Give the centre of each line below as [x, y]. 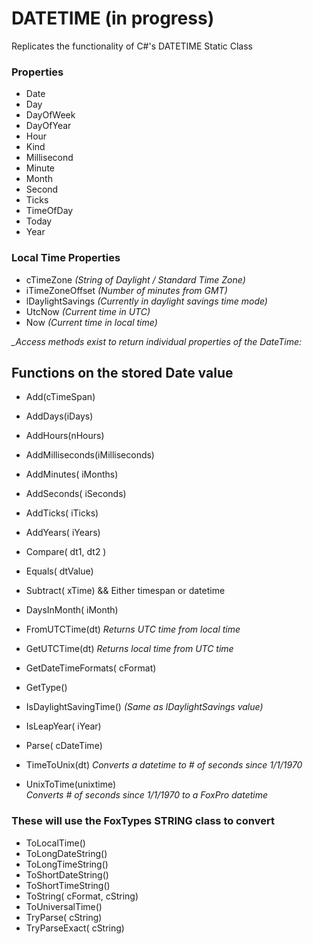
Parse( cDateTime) [64, 746]
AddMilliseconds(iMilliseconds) [90, 455]
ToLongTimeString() [67, 864]
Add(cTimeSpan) [60, 397]
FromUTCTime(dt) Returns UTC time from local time [133, 629]
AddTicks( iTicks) [62, 513]
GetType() [46, 688]
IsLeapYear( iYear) [63, 726]
